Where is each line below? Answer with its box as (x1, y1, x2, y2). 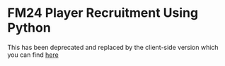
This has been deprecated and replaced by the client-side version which (7, 43, 219, 51)
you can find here (7, 51, 59, 59)
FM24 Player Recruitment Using (7, 5, 199, 21)
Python (7, 20, 51, 36)
